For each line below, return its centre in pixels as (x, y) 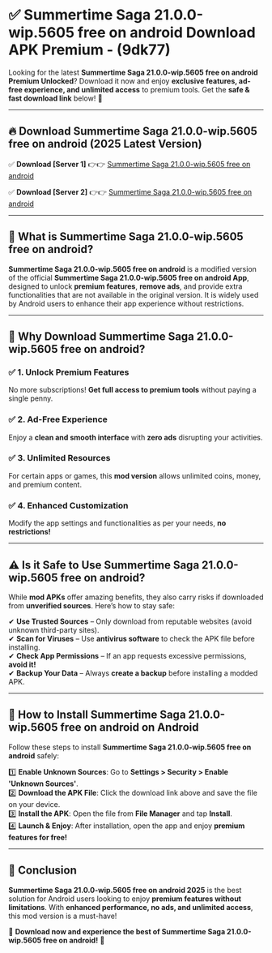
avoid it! (22, 664)
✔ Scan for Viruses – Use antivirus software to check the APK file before (132, 638)
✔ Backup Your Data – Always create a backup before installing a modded (133, 673)
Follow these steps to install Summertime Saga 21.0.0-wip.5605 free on (130, 747)
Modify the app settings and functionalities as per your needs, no (117, 523)
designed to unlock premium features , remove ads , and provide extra (125, 286)
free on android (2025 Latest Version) (105, 144)
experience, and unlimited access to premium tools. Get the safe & (137, 89)
